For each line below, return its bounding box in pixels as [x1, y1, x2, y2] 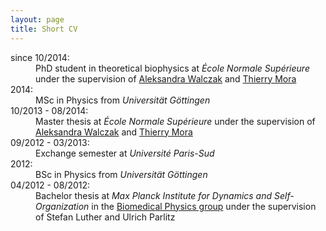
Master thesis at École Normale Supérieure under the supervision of [35, 115, 316, 127]
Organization [35, 200, 90, 212]
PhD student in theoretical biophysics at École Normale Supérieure [35, 62, 310, 74]
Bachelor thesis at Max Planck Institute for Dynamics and [35, 189, 273, 201]
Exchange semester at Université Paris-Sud [35, 147, 215, 159]
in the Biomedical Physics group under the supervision [91, 200, 317, 212]
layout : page [10, 14, 65, 25]
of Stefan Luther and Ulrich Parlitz [35, 211, 176, 223]
